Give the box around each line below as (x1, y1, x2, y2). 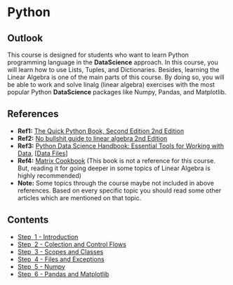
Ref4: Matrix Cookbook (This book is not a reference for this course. (17, 156, 216, 165)
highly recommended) (17, 171, 82, 179)
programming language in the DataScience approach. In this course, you (7, 58, 219, 67)
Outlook (7, 32, 44, 44)
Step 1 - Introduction (17, 232, 79, 241)
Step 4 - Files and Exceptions (17, 255, 105, 263)
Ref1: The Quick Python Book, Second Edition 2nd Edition (17, 127, 185, 135)
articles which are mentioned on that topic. (17, 193, 142, 202)
